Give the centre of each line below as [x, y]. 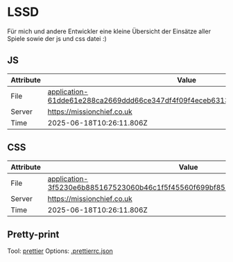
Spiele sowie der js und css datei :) [57, 38]
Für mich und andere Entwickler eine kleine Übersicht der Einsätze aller [109, 31]
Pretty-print [33, 234]
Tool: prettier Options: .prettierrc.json [60, 251]
